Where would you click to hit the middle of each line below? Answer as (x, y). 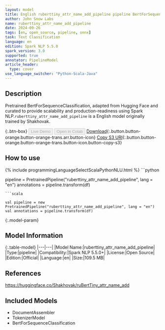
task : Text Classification (33, 37)
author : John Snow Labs (29, 19)
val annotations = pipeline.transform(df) (49, 211)
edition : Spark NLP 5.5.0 (31, 46)
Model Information (34, 235)
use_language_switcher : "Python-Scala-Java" (51, 74)
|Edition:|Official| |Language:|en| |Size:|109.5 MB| (55, 258)
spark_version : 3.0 (25, 51)
